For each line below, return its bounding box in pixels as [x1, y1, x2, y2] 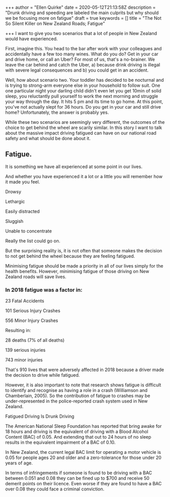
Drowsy [5, 188, 21, 194]
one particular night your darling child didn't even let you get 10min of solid [5, 88, 162, 93]
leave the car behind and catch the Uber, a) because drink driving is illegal [5, 62, 160, 68]
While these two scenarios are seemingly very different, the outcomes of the [5, 119, 165, 125]
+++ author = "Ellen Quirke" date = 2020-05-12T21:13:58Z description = [5, 5, 156, 10]
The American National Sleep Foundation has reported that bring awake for [5, 423, 162, 429]
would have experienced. [5, 36, 58, 42]
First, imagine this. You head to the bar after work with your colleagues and [5, 46, 162, 51]
